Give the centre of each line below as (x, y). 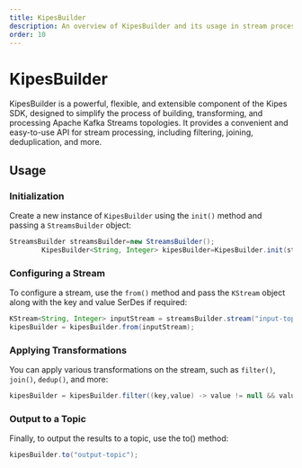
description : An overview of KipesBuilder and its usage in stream (138, 26)
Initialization (37, 196)
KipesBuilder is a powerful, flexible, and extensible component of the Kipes (148, 103)
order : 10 (28, 34)
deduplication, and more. (56, 142)
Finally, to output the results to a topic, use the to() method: (119, 438)
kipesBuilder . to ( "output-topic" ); (74, 455)
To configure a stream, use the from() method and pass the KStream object (147, 292)
